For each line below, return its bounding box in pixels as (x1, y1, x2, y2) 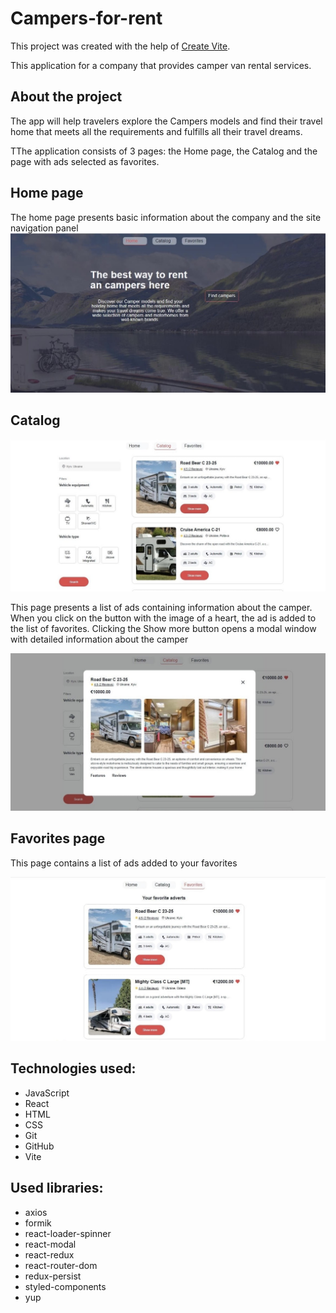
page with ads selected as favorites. (10, 155, 160, 167)
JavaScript (24, 1087, 70, 1099)
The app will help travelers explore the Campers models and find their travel (10, 115, 323, 127)
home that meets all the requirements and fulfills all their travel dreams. (10, 125, 303, 137)
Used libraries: (10, 1180, 104, 1197)
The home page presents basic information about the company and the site (10, 211, 322, 223)
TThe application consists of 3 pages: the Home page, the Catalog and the (10, 145, 318, 157)
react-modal (24, 1238, 77, 1250)
